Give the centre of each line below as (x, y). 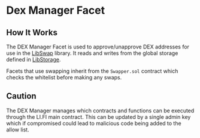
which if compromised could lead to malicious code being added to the (94, 123)
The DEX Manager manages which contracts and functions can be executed (100, 111)
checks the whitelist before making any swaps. (64, 77)
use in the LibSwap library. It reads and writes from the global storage (92, 53)
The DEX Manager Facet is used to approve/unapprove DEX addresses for (98, 47)
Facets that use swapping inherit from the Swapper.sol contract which (92, 71)
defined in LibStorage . (34, 59)
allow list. (18, 130)
